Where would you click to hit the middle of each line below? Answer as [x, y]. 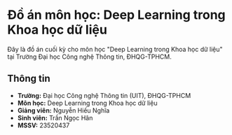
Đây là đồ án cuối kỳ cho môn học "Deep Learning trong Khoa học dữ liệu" [115, 49]
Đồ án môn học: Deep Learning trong [116, 15]
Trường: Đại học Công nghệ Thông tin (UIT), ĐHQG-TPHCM [104, 95]
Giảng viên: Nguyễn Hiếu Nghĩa [63, 110]
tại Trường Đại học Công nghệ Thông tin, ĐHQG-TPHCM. [89, 57]
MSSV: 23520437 [43, 125]
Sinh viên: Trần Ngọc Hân [55, 118]
